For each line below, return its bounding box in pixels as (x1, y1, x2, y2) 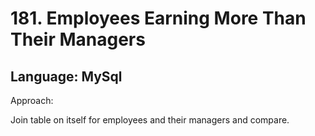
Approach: (10, 95, 54, 106)
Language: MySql (10, 68, 123, 85)
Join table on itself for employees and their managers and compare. (10, 114, 290, 126)
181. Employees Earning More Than (10, 7, 307, 30)
